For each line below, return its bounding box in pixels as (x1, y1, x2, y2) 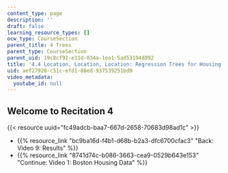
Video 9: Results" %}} (16, 144, 79, 152)
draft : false (7, 23, 44, 29)
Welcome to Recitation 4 (7, 105, 114, 117)
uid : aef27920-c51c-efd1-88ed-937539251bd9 (7, 67, 133, 74)
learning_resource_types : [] (7, 29, 90, 36)
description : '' (7, 16, 53, 23)
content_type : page (7, 10, 63, 17)
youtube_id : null (13, 80, 63, 87)
